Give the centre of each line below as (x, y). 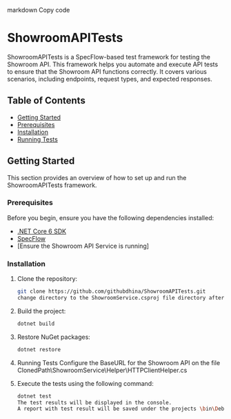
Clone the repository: (47, 279)
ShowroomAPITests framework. (52, 185)
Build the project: (41, 311)
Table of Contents (47, 100)
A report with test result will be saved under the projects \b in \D (118, 409)
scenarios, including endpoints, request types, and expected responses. (110, 79)
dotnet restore (39, 349)
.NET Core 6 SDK (42, 231)
